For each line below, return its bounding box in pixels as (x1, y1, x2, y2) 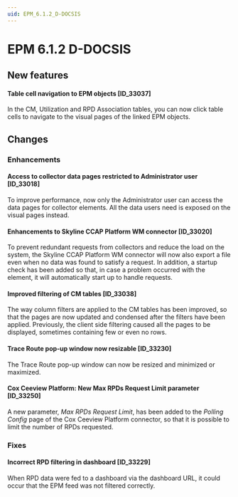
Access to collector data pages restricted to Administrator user (7, 172, 198, 181)
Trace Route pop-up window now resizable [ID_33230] (7, 344, 172, 352)
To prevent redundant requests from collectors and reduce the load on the (7, 243, 225, 251)
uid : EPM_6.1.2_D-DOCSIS (7, 10, 81, 18)
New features (7, 69, 69, 82)
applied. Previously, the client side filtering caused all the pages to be (7, 320, 211, 329)
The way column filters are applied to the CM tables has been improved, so (7, 305, 227, 314)
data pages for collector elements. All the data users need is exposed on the (7, 203, 231, 211)
